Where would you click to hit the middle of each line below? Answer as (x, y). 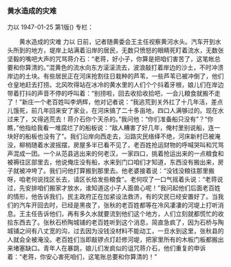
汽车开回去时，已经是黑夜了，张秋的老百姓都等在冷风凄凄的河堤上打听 (118, 205)
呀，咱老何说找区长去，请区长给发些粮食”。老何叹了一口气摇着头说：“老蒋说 (115, 180)
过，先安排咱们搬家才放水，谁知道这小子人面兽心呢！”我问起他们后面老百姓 (114, 188)
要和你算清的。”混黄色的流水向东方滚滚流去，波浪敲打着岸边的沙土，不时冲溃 (115, 67)
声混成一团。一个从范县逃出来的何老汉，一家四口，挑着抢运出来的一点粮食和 (115, 153)
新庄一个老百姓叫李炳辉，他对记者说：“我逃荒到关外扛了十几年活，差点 (122, 102)
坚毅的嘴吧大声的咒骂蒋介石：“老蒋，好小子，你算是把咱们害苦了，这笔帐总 (114, 59)
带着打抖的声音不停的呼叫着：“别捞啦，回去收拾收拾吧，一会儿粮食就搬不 (111, 94)
